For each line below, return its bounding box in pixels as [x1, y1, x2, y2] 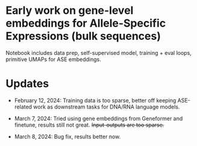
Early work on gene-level [5, 4, 134, 17]
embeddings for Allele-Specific [5, 16, 166, 30]
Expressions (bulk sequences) [5, 30, 161, 43]
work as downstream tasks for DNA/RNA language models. [33, 103, 180, 110]
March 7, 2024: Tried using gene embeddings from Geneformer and [14, 115, 183, 122]
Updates [5, 77, 49, 90]
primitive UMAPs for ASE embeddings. [5, 56, 102, 63]
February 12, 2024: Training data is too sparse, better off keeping [14, 97, 177, 104]
